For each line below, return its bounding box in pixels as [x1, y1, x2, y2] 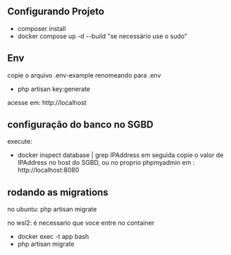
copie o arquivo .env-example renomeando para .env [7, 70, 161, 80]
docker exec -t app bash [17, 232, 89, 241]
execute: [7, 137, 33, 146]
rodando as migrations [7, 186, 109, 198]
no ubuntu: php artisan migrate [7, 205, 97, 213]
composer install [17, 24, 66, 32]
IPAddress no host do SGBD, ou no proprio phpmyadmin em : [17, 158, 195, 167]
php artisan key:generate [17, 85, 91, 93]
